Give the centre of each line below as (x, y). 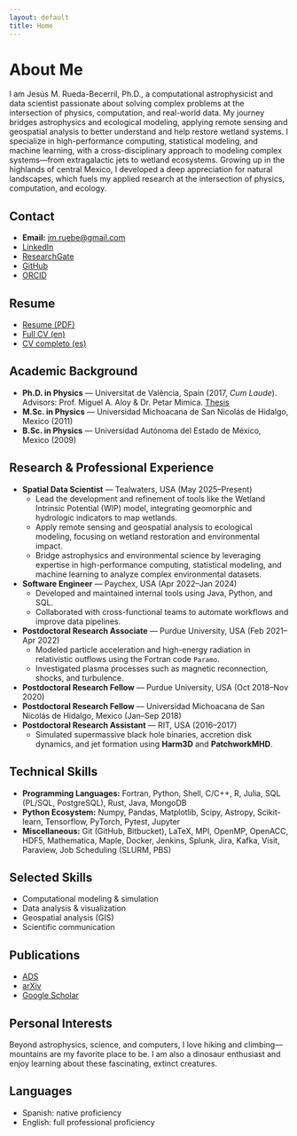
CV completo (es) (54, 343)
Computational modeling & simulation (90, 899)
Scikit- (269, 812)
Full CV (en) (43, 335)
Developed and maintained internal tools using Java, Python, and (154, 593)
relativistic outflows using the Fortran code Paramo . (127, 659)
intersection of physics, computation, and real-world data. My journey (137, 113)
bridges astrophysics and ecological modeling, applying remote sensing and (148, 122)
